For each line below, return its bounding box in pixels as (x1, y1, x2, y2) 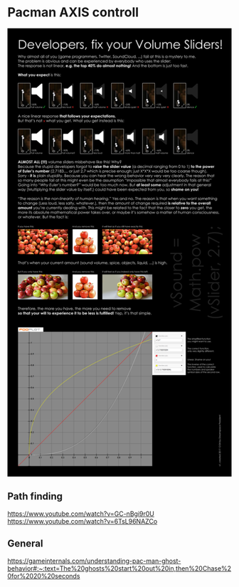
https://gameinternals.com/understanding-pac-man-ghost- (7, 556, 181, 565)
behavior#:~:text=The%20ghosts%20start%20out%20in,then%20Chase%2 (7, 564, 232, 573)
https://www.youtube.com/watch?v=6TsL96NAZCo (7, 517, 158, 525)
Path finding (7, 490, 63, 502)
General (7, 538, 44, 550)
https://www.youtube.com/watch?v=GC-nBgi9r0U (7, 509, 154, 518)
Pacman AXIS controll (7, 4, 139, 21)
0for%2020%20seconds (7, 571, 80, 580)
